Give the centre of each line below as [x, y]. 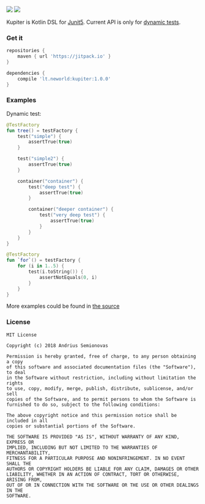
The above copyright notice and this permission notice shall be [91, 415]
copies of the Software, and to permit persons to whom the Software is [101, 399]
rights [15, 383]
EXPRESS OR [20, 442]
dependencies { [26, 73]
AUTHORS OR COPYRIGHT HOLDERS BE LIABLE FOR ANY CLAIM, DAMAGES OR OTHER [103, 469]
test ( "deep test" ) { [55, 187]
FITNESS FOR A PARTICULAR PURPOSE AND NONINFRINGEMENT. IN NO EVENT [96, 458]
